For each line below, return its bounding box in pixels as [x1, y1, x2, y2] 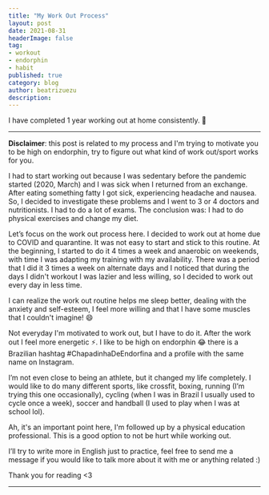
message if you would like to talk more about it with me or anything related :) [8, 455, 261, 465]
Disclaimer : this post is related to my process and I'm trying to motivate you [8, 139, 259, 148]
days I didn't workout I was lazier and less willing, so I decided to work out [8, 272, 254, 281]
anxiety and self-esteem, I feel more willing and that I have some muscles [8, 304, 251, 314]
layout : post [8, 19, 52, 27]
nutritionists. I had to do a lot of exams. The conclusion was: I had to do [8, 205, 244, 215]
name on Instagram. [8, 357, 74, 367]
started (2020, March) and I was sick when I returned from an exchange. [8, 179, 248, 189]
